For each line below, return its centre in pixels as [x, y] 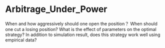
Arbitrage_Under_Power [56, 9]
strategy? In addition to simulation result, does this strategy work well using [83, 34]
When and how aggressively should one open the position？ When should [81, 23]
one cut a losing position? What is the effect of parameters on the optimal [81, 29]
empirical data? [21, 40]
